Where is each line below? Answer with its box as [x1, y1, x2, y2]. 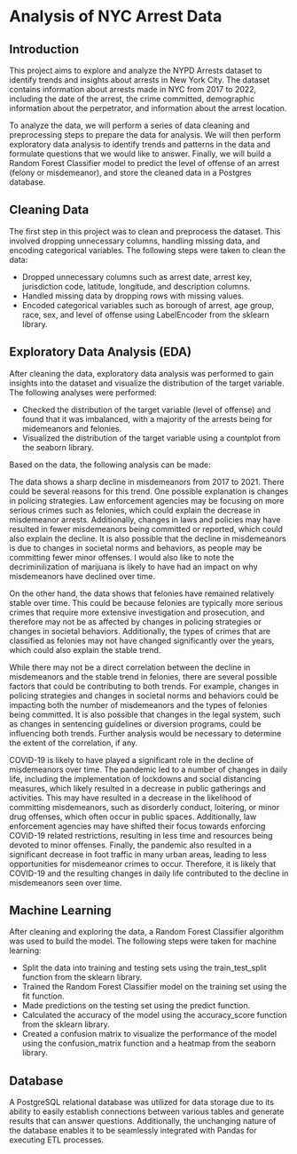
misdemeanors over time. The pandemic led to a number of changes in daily [9, 764, 288, 775]
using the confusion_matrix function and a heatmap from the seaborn [21, 1038, 277, 1049]
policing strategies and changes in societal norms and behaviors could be [9, 690, 279, 701]
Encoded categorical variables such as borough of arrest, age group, [21, 299, 275, 310]
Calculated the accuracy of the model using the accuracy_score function [21, 1010, 288, 1021]
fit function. [21, 991, 65, 1001]
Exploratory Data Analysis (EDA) [9, 345, 192, 360]
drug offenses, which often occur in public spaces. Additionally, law [9, 811, 257, 822]
